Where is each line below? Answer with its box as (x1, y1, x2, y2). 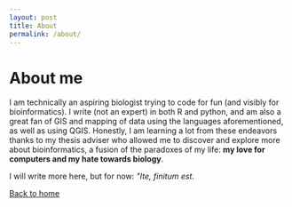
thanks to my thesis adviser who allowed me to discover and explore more (9, 135, 281, 146)
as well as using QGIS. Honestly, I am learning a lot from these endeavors (9, 125, 278, 136)
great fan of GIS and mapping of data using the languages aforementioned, (9, 116, 284, 127)
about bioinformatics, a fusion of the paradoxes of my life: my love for (9, 144, 265, 155)
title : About (9, 21, 58, 30)
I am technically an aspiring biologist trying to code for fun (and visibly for (9, 97, 280, 107)
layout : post (9, 12, 58, 22)
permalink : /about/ (9, 29, 82, 38)
